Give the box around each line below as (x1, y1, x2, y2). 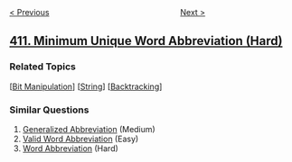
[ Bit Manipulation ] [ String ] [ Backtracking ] (9, 81, 163, 92)
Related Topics (9, 60, 77, 73)
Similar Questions (9, 103, 89, 116)
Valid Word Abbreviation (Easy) (22, 133, 139, 144)
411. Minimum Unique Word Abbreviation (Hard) (9, 33, 283, 49)
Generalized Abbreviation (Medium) (22, 123, 155, 134)
